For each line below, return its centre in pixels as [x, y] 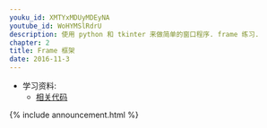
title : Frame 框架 [42, 51]
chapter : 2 [30, 43]
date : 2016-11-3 [39, 59]
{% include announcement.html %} [74, 115]
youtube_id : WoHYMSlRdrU [56, 26]
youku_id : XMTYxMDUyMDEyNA [60, 17]
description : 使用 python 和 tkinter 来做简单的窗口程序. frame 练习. [134, 34]
